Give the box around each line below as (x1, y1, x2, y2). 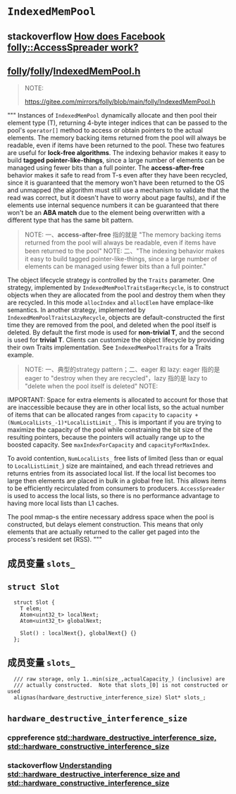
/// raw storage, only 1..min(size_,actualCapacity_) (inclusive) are (13, 676, 225, 683)
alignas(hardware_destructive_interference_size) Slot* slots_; (13, 694, 206, 702)
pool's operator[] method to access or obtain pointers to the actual (7, 126, 203, 135)
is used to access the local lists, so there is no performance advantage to (7, 492, 220, 500)
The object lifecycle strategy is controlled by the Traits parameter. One (7, 276, 215, 285)
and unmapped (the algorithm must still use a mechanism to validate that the (7, 186, 230, 194)
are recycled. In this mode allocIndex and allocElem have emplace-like (7, 298, 213, 307)
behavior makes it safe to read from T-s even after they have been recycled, (7, 171, 228, 180)
